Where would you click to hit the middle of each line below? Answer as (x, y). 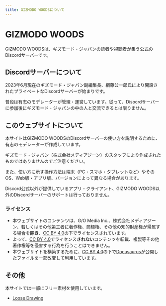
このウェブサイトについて (44, 125)
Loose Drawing (28, 298)
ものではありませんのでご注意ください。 (46, 161)
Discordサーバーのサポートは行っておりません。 (63, 195)
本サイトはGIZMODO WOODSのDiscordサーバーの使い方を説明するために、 (83, 138)
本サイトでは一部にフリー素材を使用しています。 (55, 288)
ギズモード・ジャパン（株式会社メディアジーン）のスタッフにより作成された (83, 155)
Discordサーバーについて (43, 72)
